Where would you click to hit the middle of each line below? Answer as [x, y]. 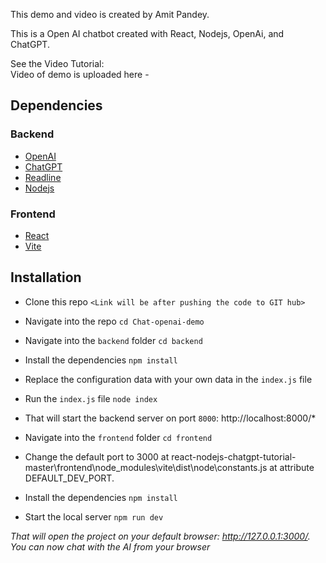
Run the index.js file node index [91, 398]
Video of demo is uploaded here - [80, 74]
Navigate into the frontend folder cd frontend [118, 437]
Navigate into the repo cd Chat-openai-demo [114, 321]
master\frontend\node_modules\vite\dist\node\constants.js [146, 467]
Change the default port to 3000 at [97, 456]
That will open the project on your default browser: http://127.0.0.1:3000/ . [160, 536]
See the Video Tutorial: [57, 63]
